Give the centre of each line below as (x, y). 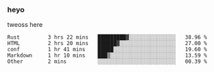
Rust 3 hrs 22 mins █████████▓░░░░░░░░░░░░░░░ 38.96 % (107, 37)
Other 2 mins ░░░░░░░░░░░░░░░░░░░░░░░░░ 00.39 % (107, 62)
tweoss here (25, 25)
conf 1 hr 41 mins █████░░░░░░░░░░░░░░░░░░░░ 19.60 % (107, 50)
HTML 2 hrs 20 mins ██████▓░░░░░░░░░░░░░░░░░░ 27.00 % (107, 44)
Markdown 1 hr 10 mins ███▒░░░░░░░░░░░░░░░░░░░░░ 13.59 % (107, 56)
